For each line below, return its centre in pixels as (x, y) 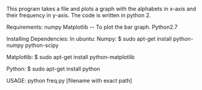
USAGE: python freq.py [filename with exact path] (69, 81)
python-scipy (42, 45)
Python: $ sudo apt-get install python (53, 69)
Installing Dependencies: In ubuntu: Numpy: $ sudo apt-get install (89, 39)
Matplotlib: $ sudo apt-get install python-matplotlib (70, 57)
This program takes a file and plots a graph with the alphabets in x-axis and (101, 9)
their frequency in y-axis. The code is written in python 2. (79, 15)
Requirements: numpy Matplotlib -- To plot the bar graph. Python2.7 (92, 27)
